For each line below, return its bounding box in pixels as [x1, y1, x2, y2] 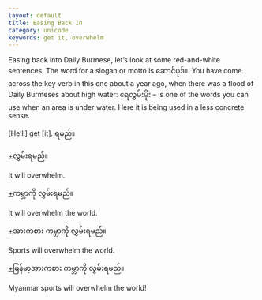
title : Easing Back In [8, 19, 83, 27]
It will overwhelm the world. [8, 208, 98, 218]
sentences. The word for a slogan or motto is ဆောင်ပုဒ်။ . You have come [8, 66, 242, 76]
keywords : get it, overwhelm [8, 33, 104, 42]
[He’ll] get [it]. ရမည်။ [8, 129, 76, 138]
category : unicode [8, 26, 69, 34]
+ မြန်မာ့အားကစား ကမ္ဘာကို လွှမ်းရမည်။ [8, 264, 125, 273]
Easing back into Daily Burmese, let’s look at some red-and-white [8, 55, 221, 65]
